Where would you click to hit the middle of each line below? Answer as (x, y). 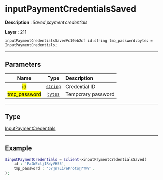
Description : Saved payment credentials (46, 22)
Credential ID (80, 86)
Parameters (23, 64)
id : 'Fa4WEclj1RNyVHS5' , (40, 164)
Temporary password (90, 94)
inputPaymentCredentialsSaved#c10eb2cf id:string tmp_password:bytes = (79, 41)
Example (18, 148)
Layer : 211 (16, 32)
